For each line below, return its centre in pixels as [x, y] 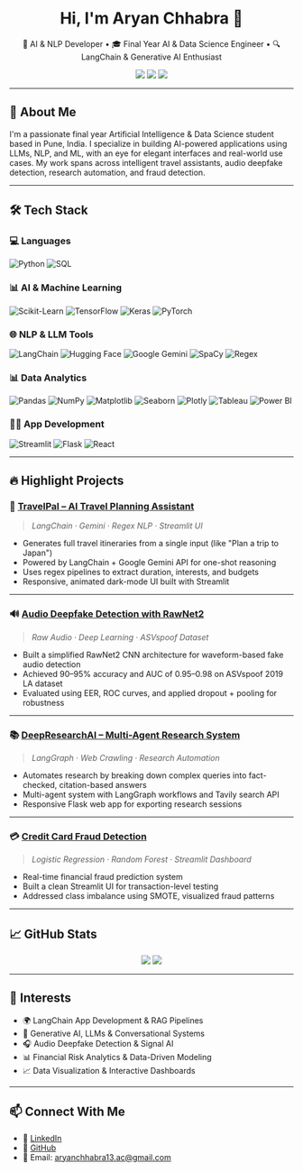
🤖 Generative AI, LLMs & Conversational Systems [114, 1033]
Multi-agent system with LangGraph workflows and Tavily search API [151, 794]
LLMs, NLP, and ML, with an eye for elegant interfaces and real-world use [147, 153]
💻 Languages [40, 241]
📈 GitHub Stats [53, 934]
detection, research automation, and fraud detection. [107, 172]
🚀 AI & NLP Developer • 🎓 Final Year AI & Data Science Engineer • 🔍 [151, 43]
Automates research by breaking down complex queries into [134, 775]
